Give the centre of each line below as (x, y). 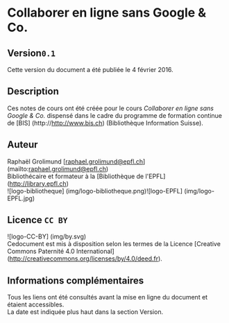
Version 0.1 (32, 53)
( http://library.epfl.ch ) (38, 183)
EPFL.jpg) (21, 198)
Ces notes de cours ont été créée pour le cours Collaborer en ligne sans (110, 108)
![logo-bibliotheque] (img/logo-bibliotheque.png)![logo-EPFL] (95, 191)
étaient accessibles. (36, 305)
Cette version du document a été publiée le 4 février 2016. (90, 70)
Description (33, 91)
